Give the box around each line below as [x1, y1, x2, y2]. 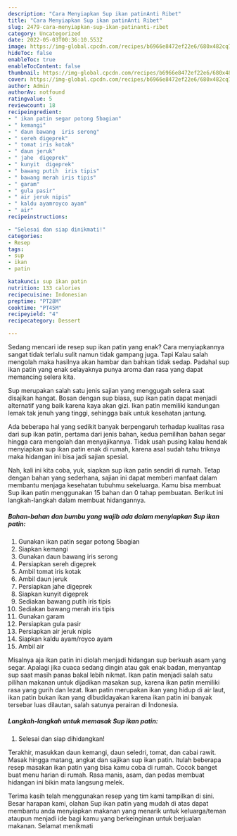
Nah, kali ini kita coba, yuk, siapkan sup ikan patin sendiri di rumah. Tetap [8, 466, 221, 474]
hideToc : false [8, 50, 53, 57]
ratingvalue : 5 [8, 96, 53, 103]
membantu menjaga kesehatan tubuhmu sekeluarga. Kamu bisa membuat [8, 481, 222, 489]
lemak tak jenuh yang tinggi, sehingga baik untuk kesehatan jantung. [8, 409, 207, 417]
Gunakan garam [18, 612, 65, 620]
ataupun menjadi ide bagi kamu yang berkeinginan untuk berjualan [8, 814, 201, 823]
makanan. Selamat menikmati [8, 821, 94, 830]
